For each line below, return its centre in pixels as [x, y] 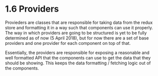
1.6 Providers [32, 9]
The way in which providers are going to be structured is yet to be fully [76, 33]
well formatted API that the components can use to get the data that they [78, 57]
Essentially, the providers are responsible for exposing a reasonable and [77, 53]
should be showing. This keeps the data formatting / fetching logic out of [78, 63]
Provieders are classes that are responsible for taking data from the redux [79, 22]
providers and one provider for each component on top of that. [68, 43]
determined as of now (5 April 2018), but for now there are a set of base [77, 38]
